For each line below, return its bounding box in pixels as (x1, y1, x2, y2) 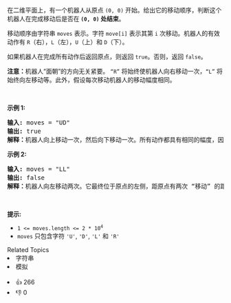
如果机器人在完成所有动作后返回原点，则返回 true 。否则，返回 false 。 (7, 52, 208, 61)
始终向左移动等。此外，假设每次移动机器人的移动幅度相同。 (7, 76, 176, 84)
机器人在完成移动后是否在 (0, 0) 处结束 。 (7, 14, 125, 23)
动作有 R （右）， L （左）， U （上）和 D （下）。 (7, 38, 129, 46)
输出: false (7, 174, 45, 181)
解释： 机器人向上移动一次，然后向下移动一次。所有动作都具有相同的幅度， (7, 136, 218, 143)
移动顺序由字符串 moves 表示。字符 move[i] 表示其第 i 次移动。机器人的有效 (7, 30, 220, 37)
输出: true (7, 127, 41, 135)
